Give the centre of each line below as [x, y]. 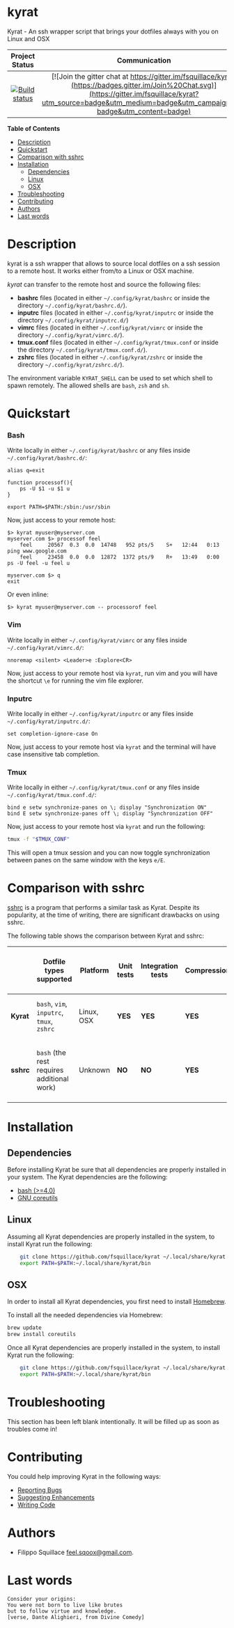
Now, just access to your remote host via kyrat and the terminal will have [112, 747]
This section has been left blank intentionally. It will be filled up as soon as [113, 1421]
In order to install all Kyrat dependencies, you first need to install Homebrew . [117, 1302]
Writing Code [36, 1505]
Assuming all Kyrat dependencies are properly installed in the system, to [111, 1236]
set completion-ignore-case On [53, 734]
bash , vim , [52, 1004]
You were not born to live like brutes [65, 1605]
